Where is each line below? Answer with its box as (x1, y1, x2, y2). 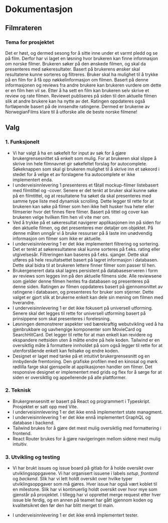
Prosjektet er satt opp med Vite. (12, 403, 78, 409)
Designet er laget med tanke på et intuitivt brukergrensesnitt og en (12, 353, 150, 359)
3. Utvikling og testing (5, 454, 60, 461)
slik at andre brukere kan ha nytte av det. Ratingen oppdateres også (5, 98, 145, 104)
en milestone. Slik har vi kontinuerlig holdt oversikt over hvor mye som (12, 486, 158, 492)
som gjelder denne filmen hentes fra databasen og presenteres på (12, 278, 149, 284)
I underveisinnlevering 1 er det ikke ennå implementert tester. (12, 512, 139, 518)
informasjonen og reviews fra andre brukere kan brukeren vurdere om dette (5, 82, 161, 88)
